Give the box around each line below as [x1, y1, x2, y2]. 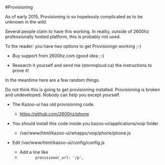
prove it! [12, 67, 30, 73]
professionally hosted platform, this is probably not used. [5, 34, 121, 39]
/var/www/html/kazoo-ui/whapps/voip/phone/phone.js [19, 130, 131, 136]
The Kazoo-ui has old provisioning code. [12, 101, 95, 107]
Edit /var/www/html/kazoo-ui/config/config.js [12, 140, 105, 145]
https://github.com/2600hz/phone [19, 111, 90, 117]
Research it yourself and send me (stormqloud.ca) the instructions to [12, 63, 152, 68]
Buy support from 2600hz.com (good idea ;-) [12, 53, 104, 59]
